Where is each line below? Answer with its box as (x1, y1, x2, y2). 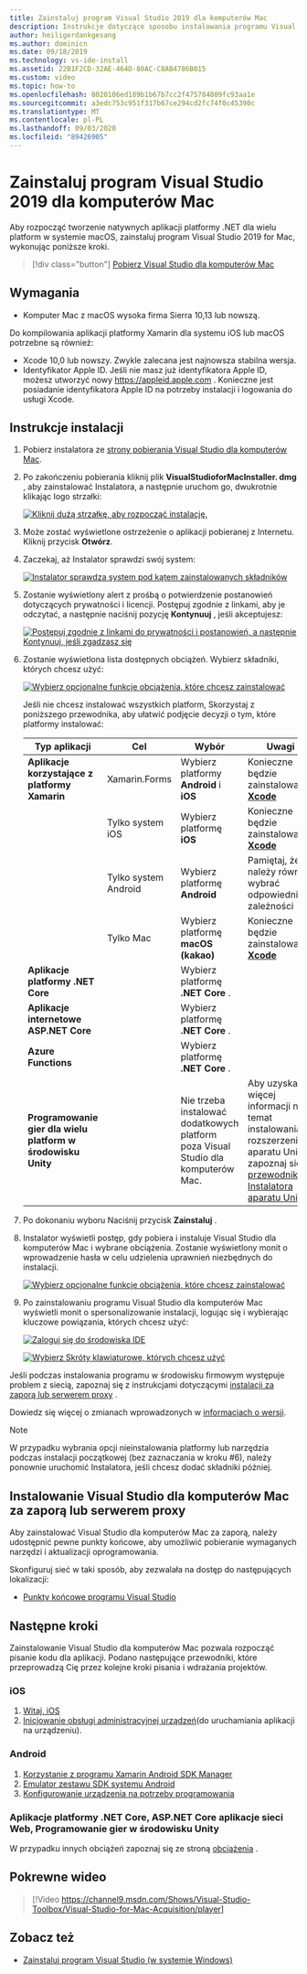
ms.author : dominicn (9, 38, 89, 48)
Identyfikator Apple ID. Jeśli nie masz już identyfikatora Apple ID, (22, 364, 268, 375)
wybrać (248, 877, 281, 890)
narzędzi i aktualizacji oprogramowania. (9, 1547, 159, 1558)
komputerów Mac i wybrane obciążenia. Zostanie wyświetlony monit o (22, 1242, 288, 1253)
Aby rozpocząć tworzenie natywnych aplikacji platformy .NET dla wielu (9, 221, 277, 232)
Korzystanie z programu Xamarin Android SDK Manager (22, 1768, 233, 1779)
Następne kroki (9, 1618, 99, 1634)
